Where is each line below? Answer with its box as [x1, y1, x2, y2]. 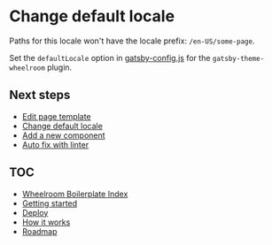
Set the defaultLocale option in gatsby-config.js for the [9, 52, 211, 63]
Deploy [21, 207, 49, 218]
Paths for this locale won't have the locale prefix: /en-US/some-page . [9, 35, 255, 46]
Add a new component [21, 130, 105, 141]
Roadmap [21, 226, 58, 236]
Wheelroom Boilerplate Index [21, 188, 128, 199]
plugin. [47, 62, 73, 73]
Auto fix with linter [21, 139, 89, 149]
